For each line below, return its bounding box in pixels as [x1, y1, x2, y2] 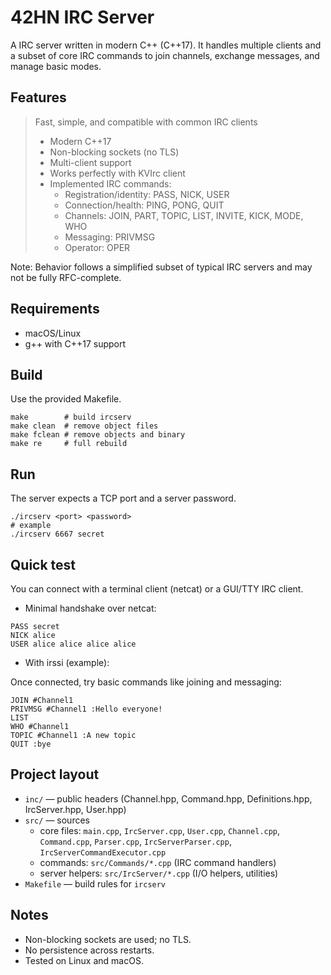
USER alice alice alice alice [10, 639, 137, 649]
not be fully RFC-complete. [10, 271, 122, 283]
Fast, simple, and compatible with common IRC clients [34, 116, 258, 128]
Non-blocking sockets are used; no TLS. [24, 933, 192, 945]
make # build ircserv [10, 412, 132, 423]
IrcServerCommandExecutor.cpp [39, 847, 167, 858]
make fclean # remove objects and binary [10, 430, 186, 440]
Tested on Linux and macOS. [24, 954, 144, 966]
